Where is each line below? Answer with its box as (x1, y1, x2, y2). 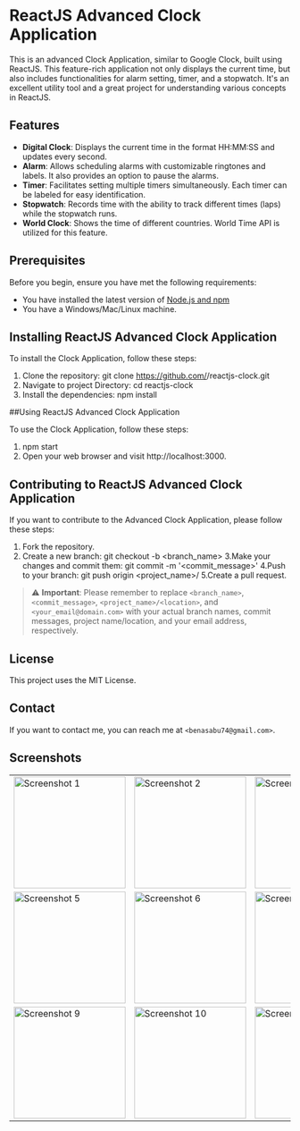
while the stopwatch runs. (21, 207, 118, 219)
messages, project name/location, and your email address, (30, 616, 247, 627)
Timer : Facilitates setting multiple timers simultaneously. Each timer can (21, 180, 287, 190)
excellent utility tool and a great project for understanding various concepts (9, 82, 287, 93)
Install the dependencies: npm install (21, 390, 158, 401)
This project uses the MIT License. (9, 675, 137, 685)
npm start (21, 442, 58, 452)
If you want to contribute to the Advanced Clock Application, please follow (9, 515, 283, 526)
